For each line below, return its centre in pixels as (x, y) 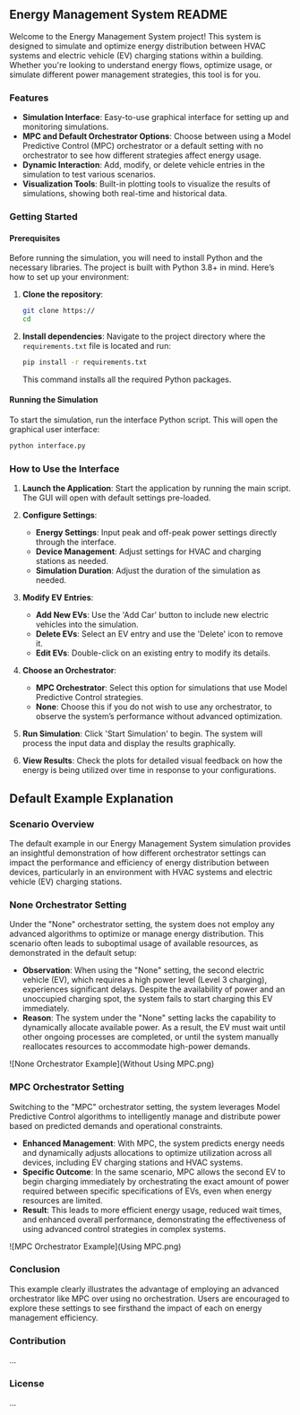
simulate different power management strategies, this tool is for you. (135, 74)
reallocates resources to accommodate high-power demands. (136, 1046)
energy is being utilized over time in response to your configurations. (149, 770)
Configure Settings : (60, 516)
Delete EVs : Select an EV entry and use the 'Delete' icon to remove (159, 634)
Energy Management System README (119, 15)
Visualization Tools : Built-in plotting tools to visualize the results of (146, 184)
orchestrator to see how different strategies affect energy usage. (142, 155)
